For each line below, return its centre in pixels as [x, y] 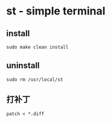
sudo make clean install [37, 47]
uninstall [23, 65]
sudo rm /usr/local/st [35, 80]
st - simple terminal [56, 11]
